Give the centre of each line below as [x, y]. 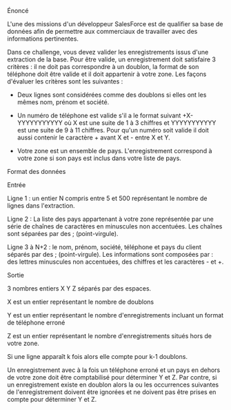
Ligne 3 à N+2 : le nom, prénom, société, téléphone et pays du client [104, 247]
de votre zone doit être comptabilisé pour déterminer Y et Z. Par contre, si [112, 377]
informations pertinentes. [43, 39]
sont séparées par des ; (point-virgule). [63, 234]
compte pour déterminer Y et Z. [52, 399]
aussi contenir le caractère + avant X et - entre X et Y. [93, 137]
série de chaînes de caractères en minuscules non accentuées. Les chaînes [115, 226]
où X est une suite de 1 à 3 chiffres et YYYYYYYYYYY [140, 123]
